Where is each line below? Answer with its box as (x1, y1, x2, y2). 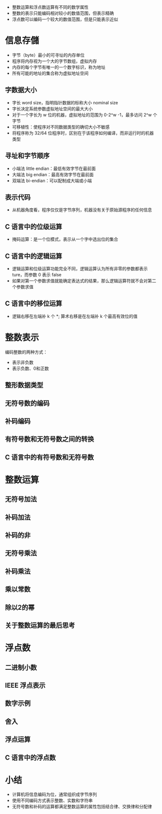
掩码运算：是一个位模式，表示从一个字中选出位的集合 (12, 236, 118, 242)
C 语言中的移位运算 (5, 299, 62, 308)
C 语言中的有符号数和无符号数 (5, 453, 94, 461)
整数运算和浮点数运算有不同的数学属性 (12, 4, 88, 10)
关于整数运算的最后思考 (5, 621, 75, 630)
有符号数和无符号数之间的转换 (5, 435, 94, 443)
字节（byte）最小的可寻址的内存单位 (12, 52, 85, 58)
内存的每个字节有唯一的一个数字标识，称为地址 (12, 64, 105, 70)
